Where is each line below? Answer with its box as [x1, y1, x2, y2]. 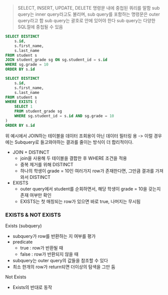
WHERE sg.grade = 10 [5, 62, 49, 67]
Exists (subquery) [5, 222, 42, 229]
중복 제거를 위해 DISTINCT [20, 161, 73, 167]
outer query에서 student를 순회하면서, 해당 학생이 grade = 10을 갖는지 [20, 185, 161, 191]
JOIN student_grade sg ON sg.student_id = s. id [5, 58, 108, 63]
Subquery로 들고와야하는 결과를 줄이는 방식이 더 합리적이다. [14, 139, 134, 145]
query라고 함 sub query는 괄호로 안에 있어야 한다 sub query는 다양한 [17, 18, 156, 23]
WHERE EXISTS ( [5, 100, 37, 105]
